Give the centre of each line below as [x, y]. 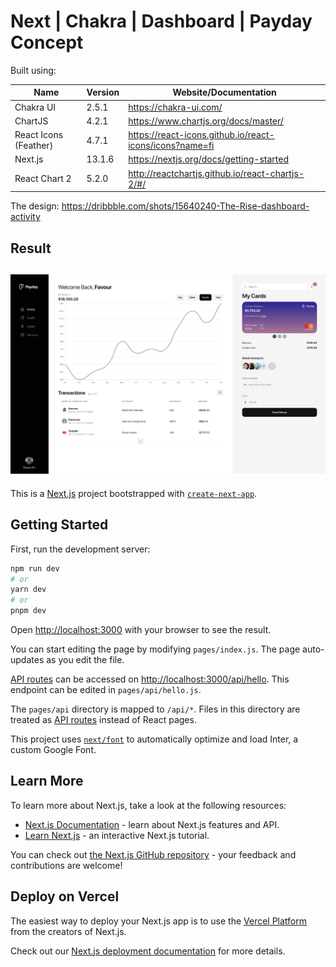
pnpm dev [28, 611]
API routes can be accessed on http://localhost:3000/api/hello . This [150, 679]
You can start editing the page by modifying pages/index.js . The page [155, 649]
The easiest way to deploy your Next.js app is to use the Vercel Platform [159, 921]
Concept [47, 42]
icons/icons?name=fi [171, 146]
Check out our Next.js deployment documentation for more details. [148, 951]
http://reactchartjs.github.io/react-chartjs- [216, 173]
